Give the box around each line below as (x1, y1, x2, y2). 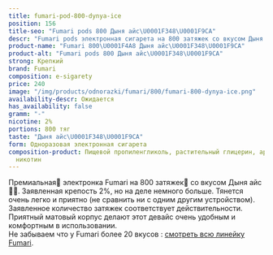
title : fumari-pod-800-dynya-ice (8, 11, 122, 20)
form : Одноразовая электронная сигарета (8, 140, 148, 149)
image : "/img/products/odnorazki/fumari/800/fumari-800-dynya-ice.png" (8, 87, 256, 96)
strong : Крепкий (8, 58, 63, 66)
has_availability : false (8, 102, 93, 110)
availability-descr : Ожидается (8, 95, 115, 103)
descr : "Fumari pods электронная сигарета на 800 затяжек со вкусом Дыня (8, 34, 264, 43)
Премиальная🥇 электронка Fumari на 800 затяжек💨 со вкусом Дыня (8, 178, 248, 188)
